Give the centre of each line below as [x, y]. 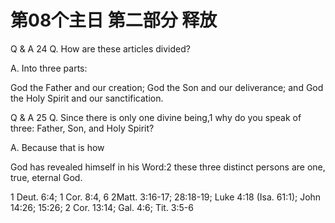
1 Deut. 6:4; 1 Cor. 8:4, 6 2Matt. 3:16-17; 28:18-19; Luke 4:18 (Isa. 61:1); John [166, 197]
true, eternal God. [46, 177]
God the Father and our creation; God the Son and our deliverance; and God [167, 87]
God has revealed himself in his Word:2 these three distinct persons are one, [168, 167]
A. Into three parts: [49, 68]
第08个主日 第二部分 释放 [114, 20]
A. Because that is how [57, 147]
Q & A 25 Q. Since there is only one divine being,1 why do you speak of [156, 117]
